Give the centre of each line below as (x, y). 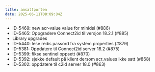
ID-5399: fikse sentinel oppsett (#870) (51, 54)
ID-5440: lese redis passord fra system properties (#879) (70, 43)
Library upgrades (30, 38)
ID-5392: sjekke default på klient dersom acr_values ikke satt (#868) (81, 59)
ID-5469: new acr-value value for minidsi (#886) (61, 28)
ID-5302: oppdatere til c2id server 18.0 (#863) (59, 64)
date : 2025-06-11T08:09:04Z (34, 14)
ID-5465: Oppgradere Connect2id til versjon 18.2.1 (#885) (70, 33)
